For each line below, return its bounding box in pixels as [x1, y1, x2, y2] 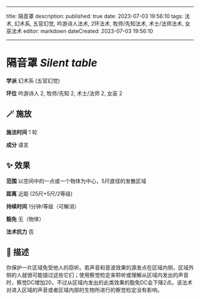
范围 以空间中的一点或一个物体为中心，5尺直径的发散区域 [6, 177, 147, 184]
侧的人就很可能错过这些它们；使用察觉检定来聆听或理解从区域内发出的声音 [6, 272, 189, 279]
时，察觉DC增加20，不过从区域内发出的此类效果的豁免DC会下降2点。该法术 [6, 279, 193, 286]
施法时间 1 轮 [6, 128, 37, 135]
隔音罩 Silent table [6, 56, 98, 70]
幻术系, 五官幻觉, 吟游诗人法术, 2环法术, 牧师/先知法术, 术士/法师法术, [14, 20, 184, 27]
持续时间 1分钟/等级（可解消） [6, 202, 80, 209]
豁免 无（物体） [6, 215, 45, 223]
